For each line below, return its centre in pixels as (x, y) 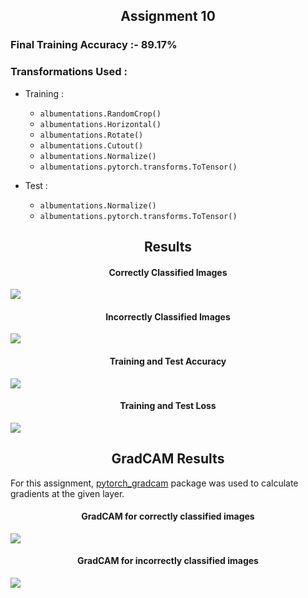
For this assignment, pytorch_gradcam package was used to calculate (154, 483)
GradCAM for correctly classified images (168, 516)
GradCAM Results (168, 459)
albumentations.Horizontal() (100, 124)
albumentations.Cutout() (91, 145)
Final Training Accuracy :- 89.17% (94, 45)
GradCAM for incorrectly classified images (168, 561)
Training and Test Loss (168, 406)
